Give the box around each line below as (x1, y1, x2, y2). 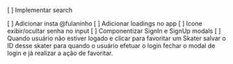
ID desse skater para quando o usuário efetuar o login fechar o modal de (7, 42, 216, 49)
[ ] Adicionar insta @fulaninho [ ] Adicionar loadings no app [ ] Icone (7, 19, 203, 27)
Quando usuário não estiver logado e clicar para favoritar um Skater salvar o (7, 34, 226, 42)
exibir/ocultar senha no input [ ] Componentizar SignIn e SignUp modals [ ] (7, 27, 221, 35)
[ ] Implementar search (7, 6, 73, 14)
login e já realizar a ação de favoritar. (7, 49, 113, 57)
